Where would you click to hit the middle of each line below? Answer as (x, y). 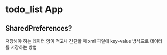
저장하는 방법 (24, 47)
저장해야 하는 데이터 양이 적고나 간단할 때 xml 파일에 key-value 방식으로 (77, 41)
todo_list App (34, 9)
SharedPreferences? (39, 28)
